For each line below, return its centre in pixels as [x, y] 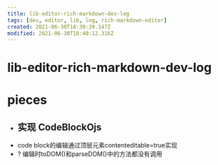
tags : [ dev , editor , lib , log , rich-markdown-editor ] [87, 20]
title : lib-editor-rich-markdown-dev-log [68, 14]
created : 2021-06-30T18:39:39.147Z [59, 27]
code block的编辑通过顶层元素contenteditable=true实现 [97, 145]
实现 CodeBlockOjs [59, 128]
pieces [27, 100]
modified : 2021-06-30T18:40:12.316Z [60, 33]
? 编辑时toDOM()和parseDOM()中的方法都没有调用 [90, 154]
